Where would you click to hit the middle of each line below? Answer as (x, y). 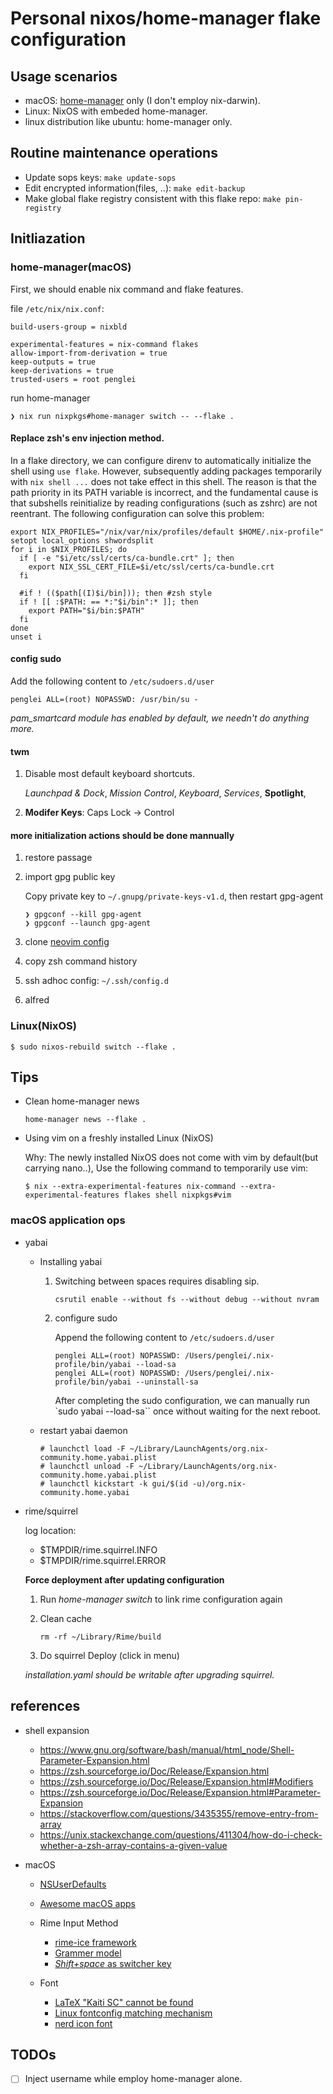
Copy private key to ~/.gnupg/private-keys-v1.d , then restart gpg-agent (174, 896)
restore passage (58, 858)
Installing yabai (71, 1261)
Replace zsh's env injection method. (87, 438)
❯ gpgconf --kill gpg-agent (83, 915)
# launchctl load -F (82, 1448)
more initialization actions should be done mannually (122, 835)
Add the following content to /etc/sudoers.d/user (112, 681)
